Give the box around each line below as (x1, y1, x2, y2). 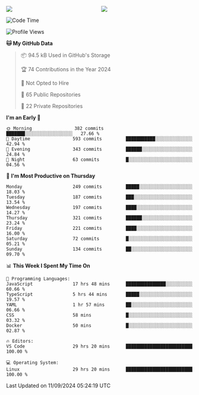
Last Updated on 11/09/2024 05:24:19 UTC (6, 382, 111, 389)
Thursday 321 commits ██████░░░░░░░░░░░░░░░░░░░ (6, 215, 193, 221)
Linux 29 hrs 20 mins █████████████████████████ (6, 366, 193, 372)
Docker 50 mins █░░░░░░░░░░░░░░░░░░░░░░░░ (6, 323, 193, 328)
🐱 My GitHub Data (6, 40, 53, 47)
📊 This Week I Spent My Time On (6, 262, 90, 269)
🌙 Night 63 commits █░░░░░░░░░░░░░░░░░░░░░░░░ (6, 157, 193, 163)
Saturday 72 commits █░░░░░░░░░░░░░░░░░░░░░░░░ (6, 236, 193, 242)
